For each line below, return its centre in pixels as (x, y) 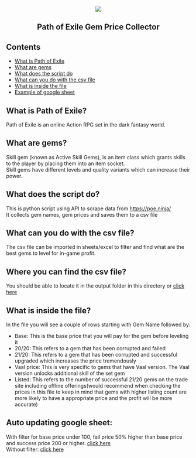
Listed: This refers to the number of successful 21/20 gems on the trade (101, 380)
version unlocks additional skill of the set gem (70, 373)
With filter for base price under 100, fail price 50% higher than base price (94, 437)
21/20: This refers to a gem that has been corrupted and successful (96, 355)
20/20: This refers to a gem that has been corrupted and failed (90, 348)
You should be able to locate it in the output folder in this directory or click (95, 286)
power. (14, 176)
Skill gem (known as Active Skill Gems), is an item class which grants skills (96, 157)
